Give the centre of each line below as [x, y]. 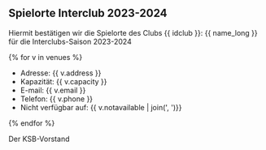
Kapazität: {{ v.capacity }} [63, 81]
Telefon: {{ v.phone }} [57, 99]
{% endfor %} [32, 123]
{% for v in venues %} [46, 57]
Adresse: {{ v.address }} [61, 73]
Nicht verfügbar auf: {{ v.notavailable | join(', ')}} [101, 107]
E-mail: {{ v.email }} [53, 90]
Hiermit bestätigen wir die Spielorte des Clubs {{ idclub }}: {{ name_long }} [133, 32]
